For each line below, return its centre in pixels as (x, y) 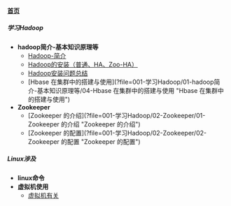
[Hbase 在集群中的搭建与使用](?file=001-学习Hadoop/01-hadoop (121, 82)
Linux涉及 (22, 159)
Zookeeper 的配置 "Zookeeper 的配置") (84, 141)
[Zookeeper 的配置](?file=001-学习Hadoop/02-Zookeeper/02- (117, 133)
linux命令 (31, 177)
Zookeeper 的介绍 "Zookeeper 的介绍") (84, 124)
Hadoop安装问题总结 (58, 73)
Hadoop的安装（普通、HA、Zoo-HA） (83, 64)
